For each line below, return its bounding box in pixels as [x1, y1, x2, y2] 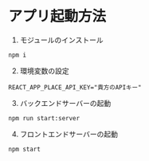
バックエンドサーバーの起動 [19, 98, 112, 108]
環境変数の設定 [19, 65, 69, 76]
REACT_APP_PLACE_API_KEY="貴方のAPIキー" [8, 83, 142, 92]
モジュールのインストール [19, 35, 104, 45]
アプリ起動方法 [8, 7, 107, 26]
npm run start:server [8, 114, 80, 122]
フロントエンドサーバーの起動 [19, 129, 118, 139]
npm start [8, 145, 41, 153]
